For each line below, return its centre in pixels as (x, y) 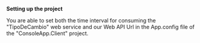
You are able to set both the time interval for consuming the (81, 20)
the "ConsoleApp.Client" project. (47, 33)
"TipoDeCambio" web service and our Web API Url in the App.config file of (101, 27)
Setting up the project (35, 9)
